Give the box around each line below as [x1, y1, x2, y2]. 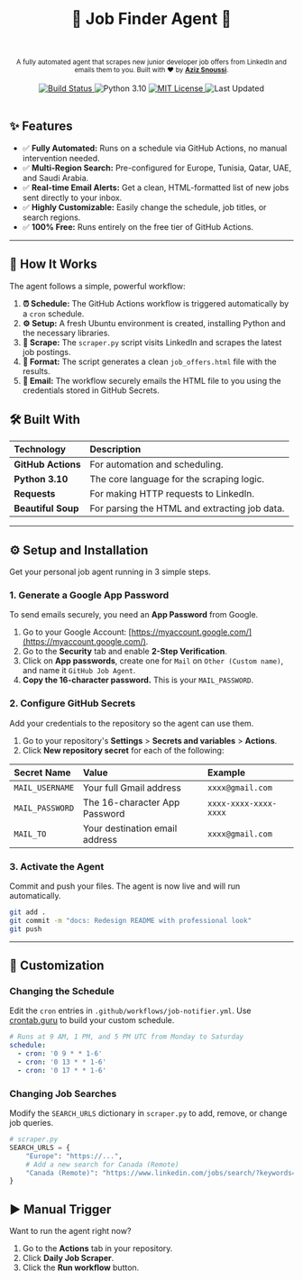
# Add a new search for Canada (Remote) [25, 1160, 179, 1169]
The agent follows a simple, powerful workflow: [9, 280, 186, 291]
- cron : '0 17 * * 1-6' [17, 1065, 106, 1074]
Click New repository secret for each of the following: [22, 745, 225, 755]
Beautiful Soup [14, 502, 79, 515]
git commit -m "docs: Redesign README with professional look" [9, 916, 252, 925]
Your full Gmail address [82, 782, 182, 794]
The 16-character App [82, 796, 180, 809]
